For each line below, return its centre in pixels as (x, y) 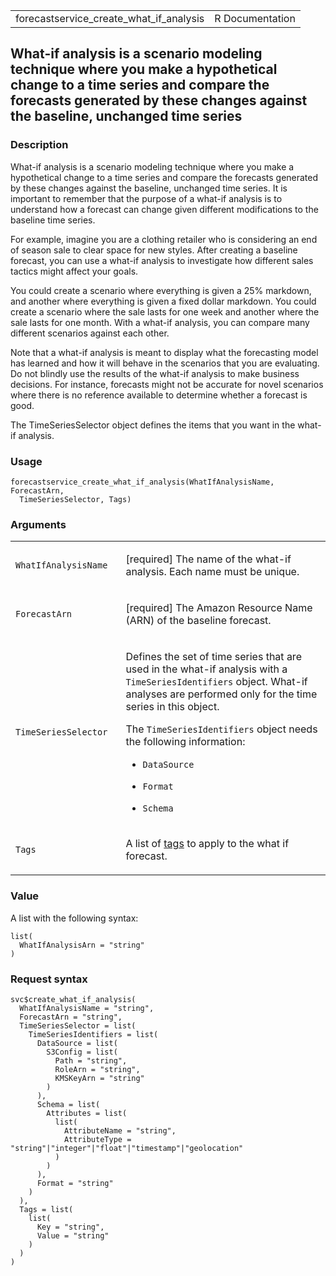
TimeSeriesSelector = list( (78, 1025)
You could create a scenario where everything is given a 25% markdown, (161, 290)
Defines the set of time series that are (213, 657)
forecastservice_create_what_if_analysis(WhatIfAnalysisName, (142, 482)
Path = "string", (91, 1060)
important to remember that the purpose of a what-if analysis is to (146, 198)
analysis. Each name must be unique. (212, 572)
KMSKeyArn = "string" (99, 1078)
